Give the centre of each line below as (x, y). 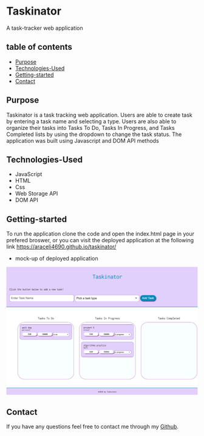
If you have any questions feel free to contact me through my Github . (93, 427)
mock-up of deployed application (56, 259)
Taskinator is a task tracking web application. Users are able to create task (99, 115)
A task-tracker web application (45, 28)
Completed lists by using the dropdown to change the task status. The (94, 134)
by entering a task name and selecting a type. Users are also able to (91, 121)
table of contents (39, 47)
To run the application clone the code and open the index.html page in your (100, 234)
